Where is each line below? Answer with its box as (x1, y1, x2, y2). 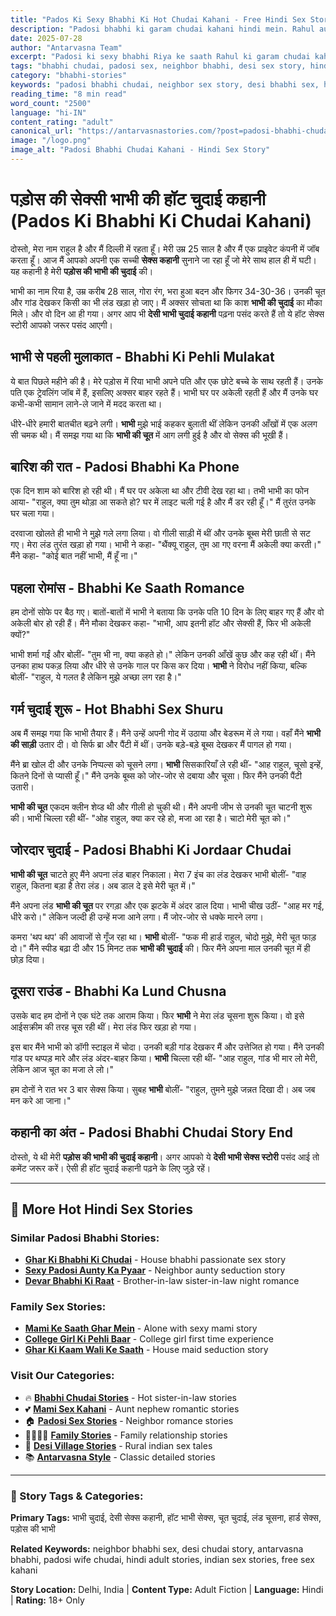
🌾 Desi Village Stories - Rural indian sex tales (24, 1439, 213, 1451)
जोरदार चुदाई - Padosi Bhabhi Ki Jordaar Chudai (10, 842, 292, 859)
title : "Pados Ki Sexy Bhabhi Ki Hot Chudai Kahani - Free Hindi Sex (10, 14, 307, 25)
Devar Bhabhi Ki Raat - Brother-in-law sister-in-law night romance (24, 1275, 300, 1287)
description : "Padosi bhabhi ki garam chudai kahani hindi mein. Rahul (10, 24, 315, 34)
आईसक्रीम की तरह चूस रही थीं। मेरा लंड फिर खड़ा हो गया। (10, 1021, 198, 1033)
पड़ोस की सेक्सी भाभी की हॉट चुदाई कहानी (10, 188, 267, 211)
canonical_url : (10, 126, 74, 136)
